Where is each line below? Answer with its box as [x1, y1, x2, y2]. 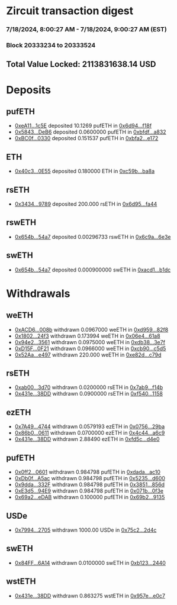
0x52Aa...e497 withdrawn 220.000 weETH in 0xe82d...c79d [14, 351, 162, 358]
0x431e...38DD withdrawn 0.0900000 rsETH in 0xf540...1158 [14, 390, 163, 397]
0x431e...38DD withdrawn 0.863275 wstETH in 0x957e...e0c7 [14, 592, 166, 599]
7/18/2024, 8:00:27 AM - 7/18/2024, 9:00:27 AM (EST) [6, 25, 167, 34]
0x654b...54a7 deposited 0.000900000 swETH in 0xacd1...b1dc [14, 266, 171, 273]
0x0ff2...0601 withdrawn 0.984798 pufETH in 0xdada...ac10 [14, 468, 161, 475]
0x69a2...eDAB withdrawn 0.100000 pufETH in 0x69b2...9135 [14, 494, 165, 501]
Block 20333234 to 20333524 [6, 41, 96, 50]
